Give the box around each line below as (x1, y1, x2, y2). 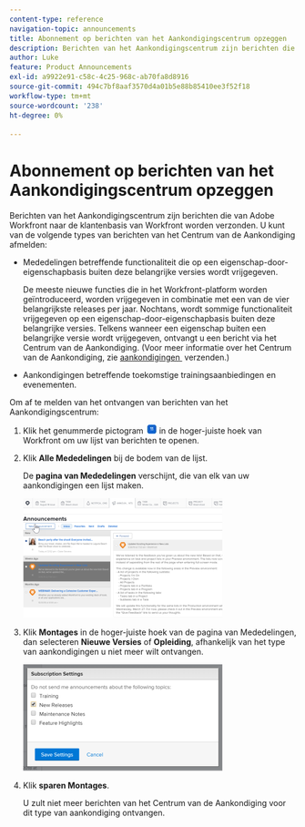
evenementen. (22, 379, 77, 391)
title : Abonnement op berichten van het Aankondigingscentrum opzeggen (9, 34, 287, 43)
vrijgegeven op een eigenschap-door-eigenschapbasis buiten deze (22, 313, 276, 324)
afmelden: (9, 240, 47, 250)
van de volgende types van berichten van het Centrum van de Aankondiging (9, 230, 296, 240)
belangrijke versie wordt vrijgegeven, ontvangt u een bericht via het (22, 332, 278, 343)
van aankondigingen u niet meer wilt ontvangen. (22, 647, 204, 658)
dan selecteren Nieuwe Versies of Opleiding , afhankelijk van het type (22, 637, 286, 648)
